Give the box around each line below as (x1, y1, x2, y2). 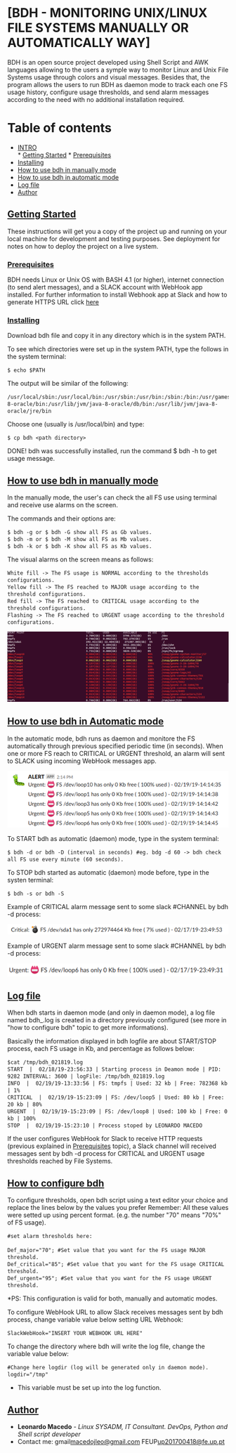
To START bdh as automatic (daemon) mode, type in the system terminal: (7, 835, 219, 843)
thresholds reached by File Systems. (7, 1157, 113, 1166)
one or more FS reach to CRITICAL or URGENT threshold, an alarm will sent (7, 749, 225, 757)
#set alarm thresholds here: (7, 1233, 93, 1240)
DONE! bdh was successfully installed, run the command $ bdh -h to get (7, 447, 217, 455)
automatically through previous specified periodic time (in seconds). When (7, 741, 223, 750)
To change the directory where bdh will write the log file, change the (7, 1342, 205, 1350)
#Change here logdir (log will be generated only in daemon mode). (7, 1364, 209, 1371)
